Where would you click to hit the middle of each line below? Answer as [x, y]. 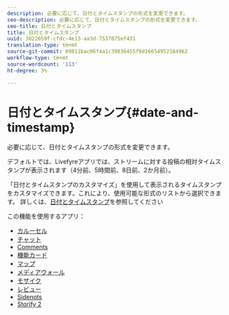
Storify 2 [29, 304]
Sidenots [29, 297]
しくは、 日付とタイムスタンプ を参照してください [95, 202]
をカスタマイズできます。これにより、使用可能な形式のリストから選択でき [111, 193]
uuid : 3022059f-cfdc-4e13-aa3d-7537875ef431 [71, 39]
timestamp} [41, 127]
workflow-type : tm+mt [38, 58]
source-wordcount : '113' [42, 64]
